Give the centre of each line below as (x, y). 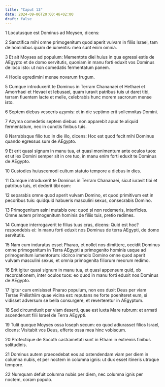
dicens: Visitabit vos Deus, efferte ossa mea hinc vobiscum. (66, 330)
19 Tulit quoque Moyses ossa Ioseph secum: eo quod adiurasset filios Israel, (82, 325)
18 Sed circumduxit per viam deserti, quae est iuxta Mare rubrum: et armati (81, 310)
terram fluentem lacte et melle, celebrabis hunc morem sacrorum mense (78, 97)
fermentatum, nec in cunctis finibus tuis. (46, 127)
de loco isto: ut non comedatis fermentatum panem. (58, 67)
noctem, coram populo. (29, 380)
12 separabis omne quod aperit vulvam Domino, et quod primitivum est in (79, 195)
